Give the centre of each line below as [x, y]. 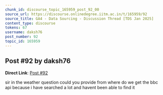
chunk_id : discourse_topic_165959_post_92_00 [52, 9]
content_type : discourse [30, 23]
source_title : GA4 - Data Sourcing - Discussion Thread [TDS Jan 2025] [79, 19]
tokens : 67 [16, 28]
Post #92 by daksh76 [38, 61]
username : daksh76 [24, 32]
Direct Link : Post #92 [27, 73]
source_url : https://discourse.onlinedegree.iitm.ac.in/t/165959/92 [76, 14]
